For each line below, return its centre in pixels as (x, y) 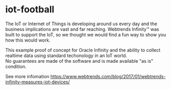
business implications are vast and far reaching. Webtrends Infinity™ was (82, 29)
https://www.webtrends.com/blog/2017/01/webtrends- (108, 76)
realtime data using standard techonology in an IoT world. (66, 56)
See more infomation (27, 76)
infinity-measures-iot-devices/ (38, 82)
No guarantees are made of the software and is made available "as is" (79, 61)
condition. (16, 66)
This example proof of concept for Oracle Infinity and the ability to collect (83, 50)
